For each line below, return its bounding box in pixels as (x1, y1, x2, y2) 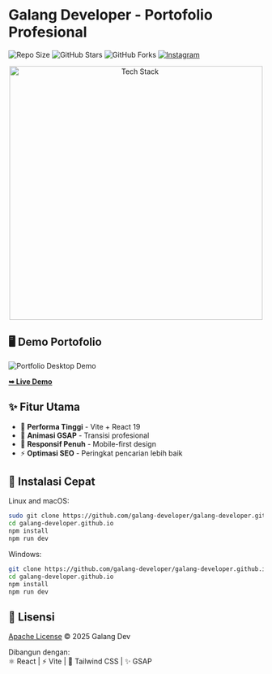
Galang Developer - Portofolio (8, 6, 213, 24)
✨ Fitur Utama (8, 400, 81, 414)
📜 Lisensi (8, 610, 55, 624)
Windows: (8, 549, 42, 559)
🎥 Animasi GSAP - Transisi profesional (19, 430, 150, 440)
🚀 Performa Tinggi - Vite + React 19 (19, 421, 141, 431)
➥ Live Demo (8, 376, 53, 387)
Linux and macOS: (8, 496, 70, 506)
